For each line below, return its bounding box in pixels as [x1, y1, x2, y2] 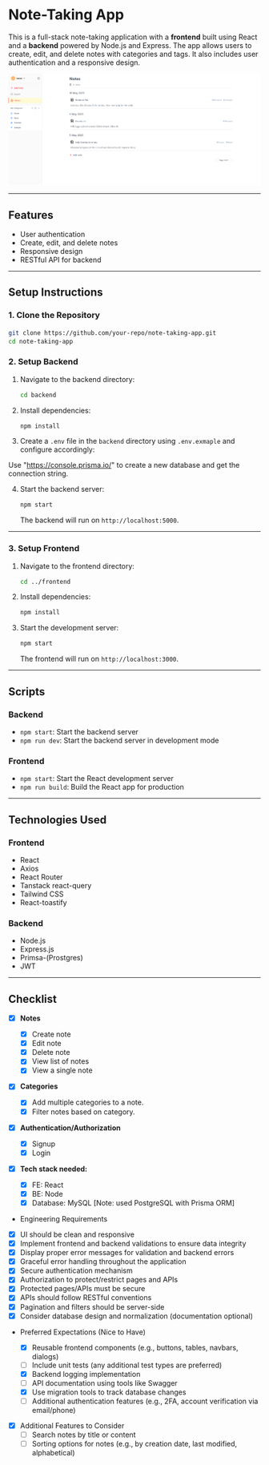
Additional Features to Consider [19, 1421, 125, 1431]
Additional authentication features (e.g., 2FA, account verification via [31, 1396, 259, 1406]
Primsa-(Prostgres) [19, 953, 84, 963]
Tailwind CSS [19, 889, 64, 899]
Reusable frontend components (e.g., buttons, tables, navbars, [31, 1342, 239, 1352]
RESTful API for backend [19, 255, 102, 264]
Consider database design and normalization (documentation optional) [19, 1311, 254, 1321]
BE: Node [31, 1189, 63, 1198]
